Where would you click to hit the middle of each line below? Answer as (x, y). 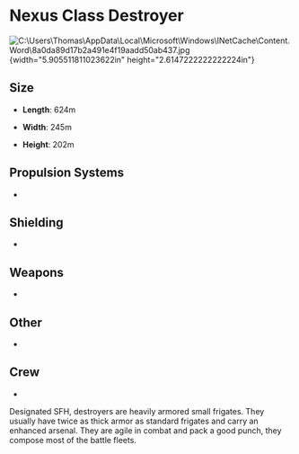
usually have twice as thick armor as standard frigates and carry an (134, 421)
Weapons (37, 272)
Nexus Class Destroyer (97, 16)
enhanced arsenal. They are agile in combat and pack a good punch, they (145, 430)
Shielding (36, 223)
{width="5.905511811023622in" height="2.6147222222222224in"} (132, 59)
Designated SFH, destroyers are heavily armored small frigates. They (137, 411)
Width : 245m (47, 127)
